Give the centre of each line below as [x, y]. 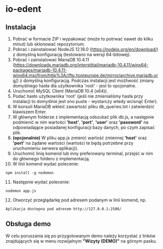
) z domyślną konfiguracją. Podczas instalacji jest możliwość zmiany [85, 80]
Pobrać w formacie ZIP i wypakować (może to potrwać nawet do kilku [83, 39]
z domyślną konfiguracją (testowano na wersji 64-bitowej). [72, 54]
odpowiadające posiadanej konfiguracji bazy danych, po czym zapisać [84, 127]
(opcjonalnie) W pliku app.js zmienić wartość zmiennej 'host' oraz [80, 138]
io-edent [23, 9]
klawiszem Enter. [30, 112]
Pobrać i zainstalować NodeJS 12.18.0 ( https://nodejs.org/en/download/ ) [85, 49]
